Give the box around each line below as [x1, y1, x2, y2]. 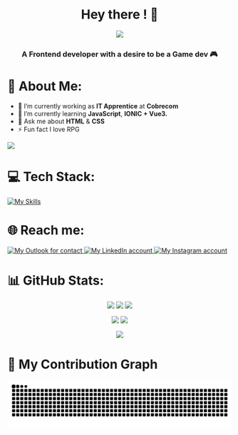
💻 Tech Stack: [7, 168, 95, 185]
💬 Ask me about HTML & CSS [17, 117, 105, 126]
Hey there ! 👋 [81, 6, 159, 23]
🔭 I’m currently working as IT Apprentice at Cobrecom [17, 101, 179, 110]
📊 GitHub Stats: [7, 272, 105, 288]
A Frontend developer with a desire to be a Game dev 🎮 [21, 49, 218, 59]
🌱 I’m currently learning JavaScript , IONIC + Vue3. [17, 109, 167, 118]
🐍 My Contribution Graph [7, 356, 158, 372]
